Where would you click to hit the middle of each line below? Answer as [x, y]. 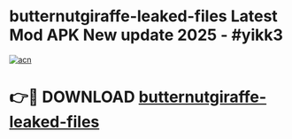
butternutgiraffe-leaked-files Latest [144, 16]
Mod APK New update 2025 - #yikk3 [146, 35]
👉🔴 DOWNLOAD [72, 97]
